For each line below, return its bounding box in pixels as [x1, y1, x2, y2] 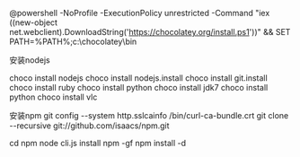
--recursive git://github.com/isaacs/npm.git [9, 120, 170, 131]
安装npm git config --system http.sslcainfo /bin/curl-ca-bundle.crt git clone [9, 110, 289, 120]
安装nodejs [9, 55, 51, 65]
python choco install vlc [9, 92, 98, 102]
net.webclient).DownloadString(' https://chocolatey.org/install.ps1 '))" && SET [9, 27, 291, 37]
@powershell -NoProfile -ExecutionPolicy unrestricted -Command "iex [9, 8, 270, 18]
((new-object [9, 17, 58, 28]
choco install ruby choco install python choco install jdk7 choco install [9, 83, 269, 92]
